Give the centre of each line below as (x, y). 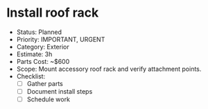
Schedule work (49, 99)
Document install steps (60, 91)
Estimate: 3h (34, 54)
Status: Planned (39, 32)
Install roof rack (53, 13)
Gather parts (45, 83)
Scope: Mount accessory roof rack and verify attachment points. (109, 69)
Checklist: (31, 76)
